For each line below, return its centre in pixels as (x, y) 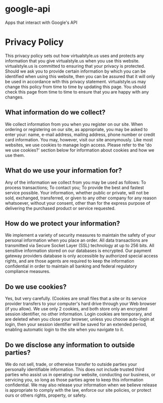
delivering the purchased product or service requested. (60, 208)
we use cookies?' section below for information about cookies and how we (80, 150)
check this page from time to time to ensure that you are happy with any (77, 92)
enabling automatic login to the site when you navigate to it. (65, 329)
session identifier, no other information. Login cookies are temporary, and (78, 314)
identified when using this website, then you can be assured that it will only (80, 76)
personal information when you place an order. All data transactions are (76, 240)
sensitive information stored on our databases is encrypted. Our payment (78, 251)
